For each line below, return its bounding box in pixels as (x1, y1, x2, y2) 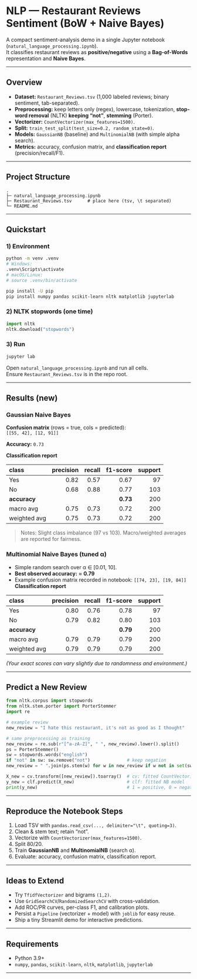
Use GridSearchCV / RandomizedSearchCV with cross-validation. (14, 898, 160, 905)
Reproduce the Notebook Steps (6, 807, 123, 817)
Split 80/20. (14, 841, 43, 848)
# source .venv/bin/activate (6, 277, 77, 283)
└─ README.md (6, 203, 38, 209)
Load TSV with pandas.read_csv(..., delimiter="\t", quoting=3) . (14, 822, 177, 829)
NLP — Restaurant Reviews (6, 4, 141, 18)
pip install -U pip (6, 288, 54, 294)
